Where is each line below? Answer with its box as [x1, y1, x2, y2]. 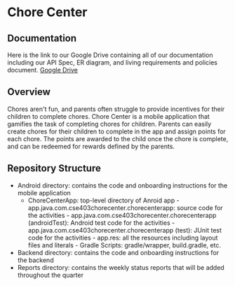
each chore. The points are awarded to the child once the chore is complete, [7, 134, 229, 143]
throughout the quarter [17, 271, 84, 279]
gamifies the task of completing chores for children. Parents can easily [7, 119, 212, 128]
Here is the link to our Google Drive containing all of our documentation [7, 51, 213, 59]
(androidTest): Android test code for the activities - [27, 219, 175, 227]
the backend [17, 256, 54, 264]
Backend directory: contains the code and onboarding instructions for [17, 248, 220, 256]
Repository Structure [7, 162, 102, 174]
